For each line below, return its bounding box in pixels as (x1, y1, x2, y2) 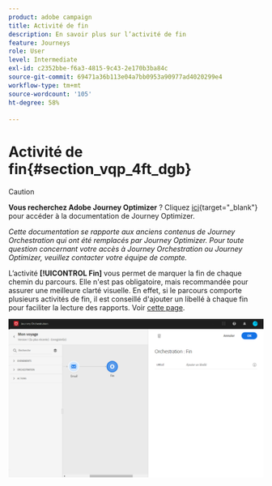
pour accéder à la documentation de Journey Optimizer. (8, 211, 196, 221)
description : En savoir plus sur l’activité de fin (8, 30, 186, 38)
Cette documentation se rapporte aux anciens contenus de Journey (8, 227, 236, 237)
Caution (8, 187, 35, 197)
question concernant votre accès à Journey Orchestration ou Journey (8, 244, 243, 254)
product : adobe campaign (8, 13, 92, 21)
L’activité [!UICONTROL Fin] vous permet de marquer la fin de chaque (8, 268, 242, 279)
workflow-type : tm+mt (8, 81, 82, 89)
